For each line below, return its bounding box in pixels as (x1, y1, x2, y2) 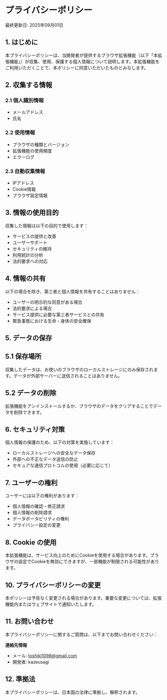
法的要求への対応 (12, 258, 48, 264)
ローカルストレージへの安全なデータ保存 (12, 450, 96, 456)
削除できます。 (13, 409, 44, 415)
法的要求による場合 (12, 305, 52, 311)
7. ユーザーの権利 (5, 478, 58, 487)
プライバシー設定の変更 (12, 522, 61, 528)
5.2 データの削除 (5, 389, 56, 397)
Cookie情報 (12, 186, 36, 192)
